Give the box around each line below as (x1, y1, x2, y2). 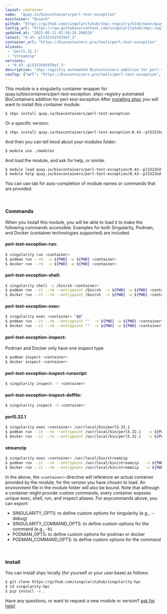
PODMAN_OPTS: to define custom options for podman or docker (12, 531, 145, 537)
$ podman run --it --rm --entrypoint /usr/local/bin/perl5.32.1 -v (5, 430, 153, 435)
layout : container (5, 7, 43, 12)
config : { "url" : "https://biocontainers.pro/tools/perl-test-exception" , (5, 72, 162, 77)
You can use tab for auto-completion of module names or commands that (5, 180, 156, 186)
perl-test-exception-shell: (5, 272, 61, 278)
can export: (5, 500, 29, 506)
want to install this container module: (5, 101, 81, 107)
